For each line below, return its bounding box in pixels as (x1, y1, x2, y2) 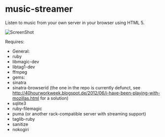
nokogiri (12, 126, 30, 132)
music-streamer (5, 3, 73, 15)
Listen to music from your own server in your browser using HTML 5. (5, 20, 145, 26)
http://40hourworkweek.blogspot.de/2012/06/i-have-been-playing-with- (12, 90, 160, 96)
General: (12, 48, 30, 54)
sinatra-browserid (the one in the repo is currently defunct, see (12, 84, 140, 90)
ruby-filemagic (12, 106, 42, 111)
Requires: (5, 38, 25, 45)
